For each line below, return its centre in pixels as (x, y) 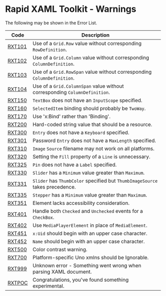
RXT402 (17, 225)
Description (95, 35)
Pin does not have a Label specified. (75, 164)
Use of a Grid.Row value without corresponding (87, 43)
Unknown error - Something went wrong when (87, 265)
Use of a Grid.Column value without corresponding (91, 57)
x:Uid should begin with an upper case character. (90, 233)
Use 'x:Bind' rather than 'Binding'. (72, 116)
